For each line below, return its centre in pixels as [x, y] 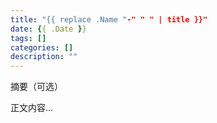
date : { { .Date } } [48, 29]
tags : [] [28, 38]
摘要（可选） [36, 87]
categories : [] [42, 47]
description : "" [44, 57]
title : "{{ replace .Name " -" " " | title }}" [109, 19]
